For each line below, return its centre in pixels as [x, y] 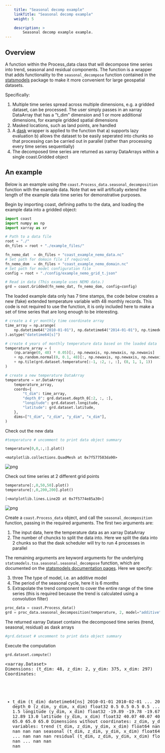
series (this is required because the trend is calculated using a [75, 594]
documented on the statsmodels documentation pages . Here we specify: [79, 568]
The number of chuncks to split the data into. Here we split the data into [85, 538]
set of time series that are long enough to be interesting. [62, 312]
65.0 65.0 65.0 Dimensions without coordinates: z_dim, [81, 721]
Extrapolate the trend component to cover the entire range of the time [83, 588]
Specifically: [18, 95]
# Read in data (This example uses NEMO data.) [55, 282]
